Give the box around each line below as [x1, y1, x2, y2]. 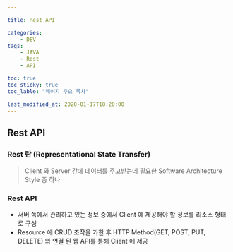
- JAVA [20, 49, 40, 56]
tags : [7, 42, 23, 49]
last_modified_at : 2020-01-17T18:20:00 [7, 100, 125, 108]
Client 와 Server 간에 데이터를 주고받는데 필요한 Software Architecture [24, 167, 222, 175]
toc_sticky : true [7, 81, 59, 88]
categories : [7, 29, 42, 36]
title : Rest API [7, 16, 55, 23]
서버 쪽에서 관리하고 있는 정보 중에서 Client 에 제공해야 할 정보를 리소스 [17, 210, 213, 219]
